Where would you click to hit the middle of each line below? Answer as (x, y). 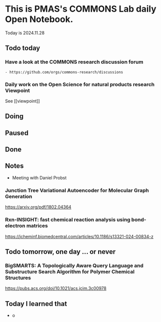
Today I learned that (36, 304)
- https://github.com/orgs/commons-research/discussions (64, 72)
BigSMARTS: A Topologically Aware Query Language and (74, 265)
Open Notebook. (39, 19)
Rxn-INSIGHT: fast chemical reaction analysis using (68, 220)
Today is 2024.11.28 (25, 33)
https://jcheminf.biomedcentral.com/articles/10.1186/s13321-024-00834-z (79, 236)
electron (15, 226)
